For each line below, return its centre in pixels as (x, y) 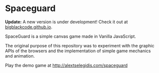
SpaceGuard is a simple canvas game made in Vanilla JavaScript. (71, 36)
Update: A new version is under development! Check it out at (67, 22)
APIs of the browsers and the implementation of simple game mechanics (78, 51)
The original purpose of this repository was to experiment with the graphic (80, 45)
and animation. (20, 56)
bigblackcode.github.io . (29, 27)
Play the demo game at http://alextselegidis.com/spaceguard (66, 65)
